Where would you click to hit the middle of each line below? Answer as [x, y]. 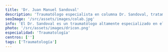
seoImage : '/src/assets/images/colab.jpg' [50, 19]
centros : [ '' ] [20, 38]
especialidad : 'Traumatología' [38, 33]
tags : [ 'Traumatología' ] [31, 42]
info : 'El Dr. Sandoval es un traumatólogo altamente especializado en [81, 24]
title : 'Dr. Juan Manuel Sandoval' [42, 10]
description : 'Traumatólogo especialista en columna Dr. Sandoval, [77, 14]
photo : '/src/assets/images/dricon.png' [48, 28]
